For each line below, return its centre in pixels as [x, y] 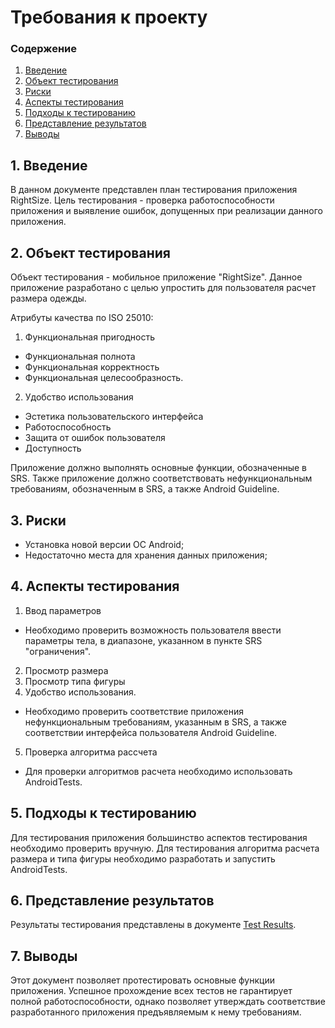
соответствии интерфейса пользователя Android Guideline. [151, 732]
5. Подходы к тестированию [103, 813]
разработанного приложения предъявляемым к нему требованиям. [156, 1012]
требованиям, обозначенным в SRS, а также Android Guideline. [145, 489]
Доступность [53, 448]
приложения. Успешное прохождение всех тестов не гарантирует [151, 991]
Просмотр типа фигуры [75, 681]
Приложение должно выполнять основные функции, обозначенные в [158, 468]
